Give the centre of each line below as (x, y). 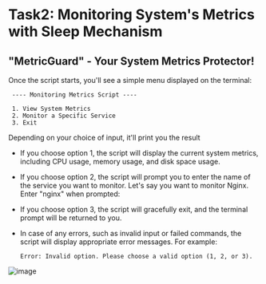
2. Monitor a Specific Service (64, 116)
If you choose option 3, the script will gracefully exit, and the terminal (134, 209)
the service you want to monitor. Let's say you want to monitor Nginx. (134, 185)
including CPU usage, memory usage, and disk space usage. (120, 162)
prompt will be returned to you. (71, 218)
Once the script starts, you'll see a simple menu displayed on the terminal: (130, 80)
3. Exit (24, 123)
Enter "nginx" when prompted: (70, 194)
